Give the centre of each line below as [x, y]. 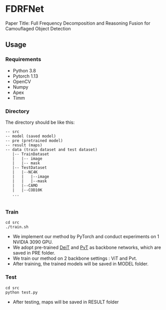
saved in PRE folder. [34, 253]
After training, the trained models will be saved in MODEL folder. [81, 264]
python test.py [22, 292]
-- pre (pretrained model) [34, 141]
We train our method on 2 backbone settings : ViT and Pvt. [75, 258]
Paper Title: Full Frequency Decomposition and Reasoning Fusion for [78, 23]
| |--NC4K [25, 172]
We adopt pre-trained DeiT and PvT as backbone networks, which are [87, 247]
